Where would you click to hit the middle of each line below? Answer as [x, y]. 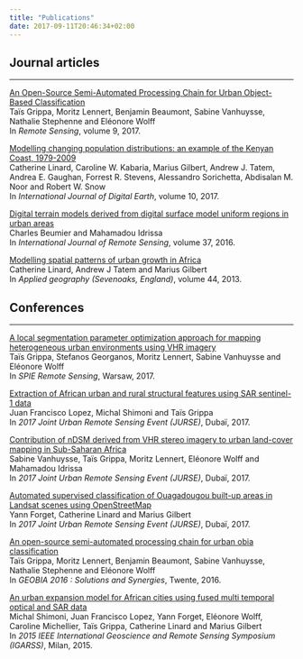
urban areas [32, 224]
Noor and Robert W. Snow [58, 187]
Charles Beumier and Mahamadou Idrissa [86, 233]
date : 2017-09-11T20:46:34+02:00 [72, 26]
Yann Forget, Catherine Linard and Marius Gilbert [101, 515]
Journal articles [55, 63]
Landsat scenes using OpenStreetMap [80, 505]
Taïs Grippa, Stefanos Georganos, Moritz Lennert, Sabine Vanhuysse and [145, 357]
